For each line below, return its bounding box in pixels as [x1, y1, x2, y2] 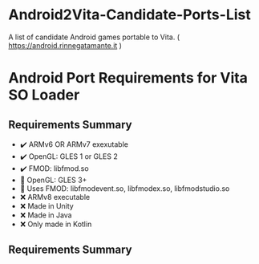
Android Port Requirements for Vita [8, 69, 249, 87]
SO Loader [8, 86, 80, 104]
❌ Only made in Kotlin [19, 219, 92, 229]
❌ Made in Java [19, 210, 72, 220]
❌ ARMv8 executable [19, 192, 91, 201]
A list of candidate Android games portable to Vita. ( [8, 32, 180, 42]
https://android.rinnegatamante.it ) [8, 40, 123, 50]
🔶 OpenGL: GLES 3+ [19, 175, 87, 185]
